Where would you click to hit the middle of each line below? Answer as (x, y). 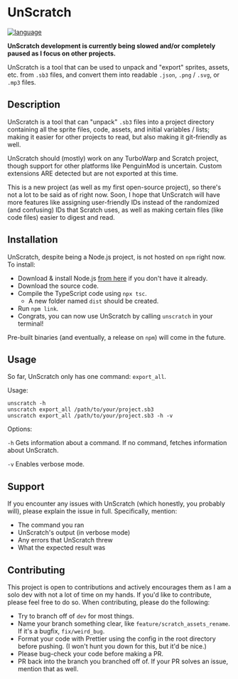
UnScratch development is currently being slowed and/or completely (112, 46)
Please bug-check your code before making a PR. (91, 654)
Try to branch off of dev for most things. (76, 616)
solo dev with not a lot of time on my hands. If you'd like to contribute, (109, 595)
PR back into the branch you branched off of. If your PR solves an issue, (123, 661)
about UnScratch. (33, 450)
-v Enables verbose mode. (46, 464)
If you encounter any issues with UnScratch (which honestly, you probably (116, 504)
